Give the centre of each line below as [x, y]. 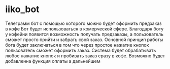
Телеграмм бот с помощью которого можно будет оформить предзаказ [83, 23]
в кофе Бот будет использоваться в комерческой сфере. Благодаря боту [84, 28]
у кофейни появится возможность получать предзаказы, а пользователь [84, 34]
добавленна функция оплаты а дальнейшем [53, 61]
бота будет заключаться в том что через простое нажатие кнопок [77, 45]
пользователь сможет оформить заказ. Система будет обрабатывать [81, 50]
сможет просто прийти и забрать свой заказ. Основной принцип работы [84, 40]
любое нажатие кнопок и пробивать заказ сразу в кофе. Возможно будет [85, 56]
